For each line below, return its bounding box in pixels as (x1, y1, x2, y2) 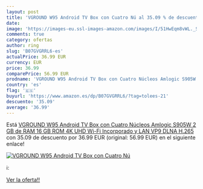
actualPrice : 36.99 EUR (6, 54, 66, 60)
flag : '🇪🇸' (6, 88, 36, 94)
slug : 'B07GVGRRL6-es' (6, 48, 63, 54)
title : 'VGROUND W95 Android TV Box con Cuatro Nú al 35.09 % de (6, 14, 174, 21)
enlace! (6, 140, 25, 147)
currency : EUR (6, 59, 42, 65)
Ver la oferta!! (6, 176, 40, 183)
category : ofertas (6, 37, 53, 43)
